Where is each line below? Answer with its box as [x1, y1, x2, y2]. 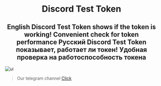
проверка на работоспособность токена [16, 53, 146, 61]
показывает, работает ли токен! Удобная [16, 45, 147, 54]
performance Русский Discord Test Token [16, 38, 147, 46]
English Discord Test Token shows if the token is [7, 23, 156, 31]
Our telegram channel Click [16, 75, 72, 81]
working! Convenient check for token [24, 30, 139, 38]
